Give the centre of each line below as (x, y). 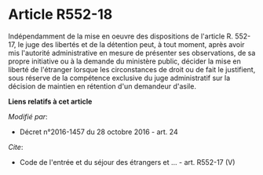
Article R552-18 (60, 15)
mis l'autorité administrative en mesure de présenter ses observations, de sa (132, 53)
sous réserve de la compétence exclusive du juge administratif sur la (119, 78)
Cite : (16, 147)
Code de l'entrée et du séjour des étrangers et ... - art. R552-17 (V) (127, 162)
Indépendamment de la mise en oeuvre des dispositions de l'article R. (121, 36)
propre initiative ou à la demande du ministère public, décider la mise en (124, 61)
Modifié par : (28, 116)
